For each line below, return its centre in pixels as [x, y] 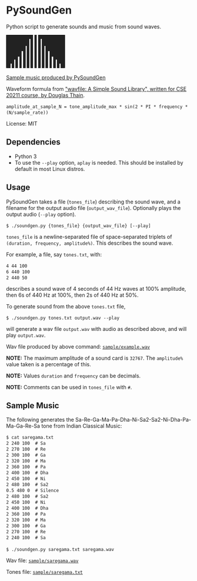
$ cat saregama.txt [30, 438]
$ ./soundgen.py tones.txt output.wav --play [63, 318]
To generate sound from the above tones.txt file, [66, 306]
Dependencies [33, 142]
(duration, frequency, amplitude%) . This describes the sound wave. [90, 243]
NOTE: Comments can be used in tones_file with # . [69, 387]
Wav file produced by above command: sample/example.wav [78, 346]
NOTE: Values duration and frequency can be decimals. [74, 376]
